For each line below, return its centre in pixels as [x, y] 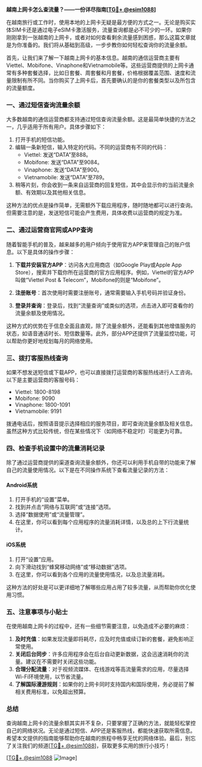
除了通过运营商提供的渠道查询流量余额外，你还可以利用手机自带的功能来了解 [101, 463]
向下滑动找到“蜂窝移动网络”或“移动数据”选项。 [72, 567]
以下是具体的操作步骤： [46, 252]
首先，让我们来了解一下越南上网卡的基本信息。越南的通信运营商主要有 [93, 58]
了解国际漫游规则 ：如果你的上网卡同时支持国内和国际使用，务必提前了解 [104, 684]
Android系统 [22, 485]
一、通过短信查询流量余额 [43, 105]
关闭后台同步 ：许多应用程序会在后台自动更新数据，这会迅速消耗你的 [99, 654]
